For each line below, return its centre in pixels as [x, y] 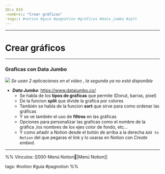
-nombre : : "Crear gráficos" [34, 14]
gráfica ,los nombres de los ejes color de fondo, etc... [73, 127]
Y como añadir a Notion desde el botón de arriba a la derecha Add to [89, 132]
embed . [27, 142]
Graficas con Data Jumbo [36, 70]
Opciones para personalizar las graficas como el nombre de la [82, 122]
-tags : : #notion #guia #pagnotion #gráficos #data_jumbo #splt [71, 19]
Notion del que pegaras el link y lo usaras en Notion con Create [83, 137]
